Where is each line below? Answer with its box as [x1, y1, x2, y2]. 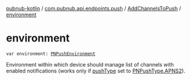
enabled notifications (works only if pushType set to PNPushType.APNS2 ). [6, 67, 186, 74]
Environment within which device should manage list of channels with [6, 61, 174, 68]
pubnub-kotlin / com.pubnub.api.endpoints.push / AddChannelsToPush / [6, 5, 182, 12]
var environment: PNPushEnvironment [6, 51, 95, 57]
